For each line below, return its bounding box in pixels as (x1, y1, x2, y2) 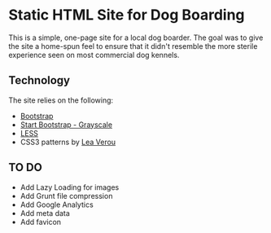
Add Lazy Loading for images (20, 182, 120, 192)
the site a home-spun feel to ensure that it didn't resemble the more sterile (8, 41, 258, 51)
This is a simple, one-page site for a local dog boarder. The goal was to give (8, 33, 264, 42)
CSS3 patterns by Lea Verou (20, 137, 116, 147)
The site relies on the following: (8, 95, 114, 105)
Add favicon (20, 217, 62, 226)
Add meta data (20, 208, 71, 218)
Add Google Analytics (20, 200, 94, 209)
